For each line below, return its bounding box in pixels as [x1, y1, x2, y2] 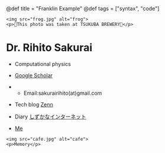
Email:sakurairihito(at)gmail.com [23, 89, 102, 97]
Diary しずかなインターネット [14, 113, 87, 120]
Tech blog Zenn [14, 101, 53, 108]
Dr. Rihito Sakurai [6, 41, 93, 55]
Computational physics [14, 60, 71, 67]
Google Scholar [14, 72, 53, 79]
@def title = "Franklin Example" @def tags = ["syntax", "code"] [6, 5, 160, 12]
